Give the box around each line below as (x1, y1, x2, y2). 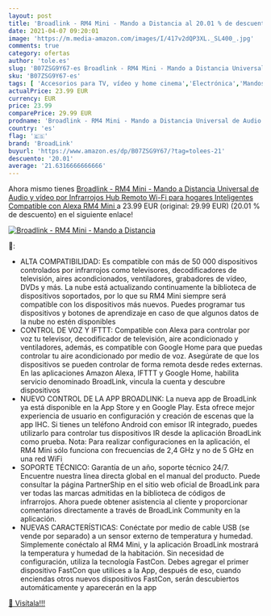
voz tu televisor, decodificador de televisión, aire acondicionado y (19, 334, 239, 344)
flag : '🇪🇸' (8, 132, 48, 140)
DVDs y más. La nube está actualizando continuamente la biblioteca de (19, 283, 256, 292)
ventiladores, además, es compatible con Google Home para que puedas (19, 342, 263, 352)
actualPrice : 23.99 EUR (8, 86, 89, 95)
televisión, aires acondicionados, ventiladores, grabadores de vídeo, (19, 274, 248, 283)
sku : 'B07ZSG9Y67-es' (8, 72, 81, 80)
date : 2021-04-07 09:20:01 (8, 27, 99, 35)
